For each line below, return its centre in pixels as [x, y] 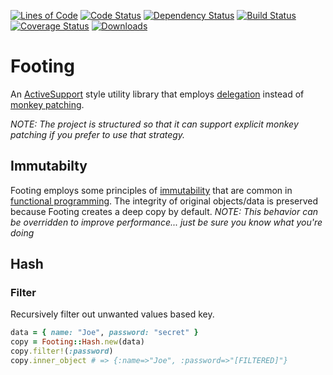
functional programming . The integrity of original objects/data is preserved [164, 201]
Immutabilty [49, 166]
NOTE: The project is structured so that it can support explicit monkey [154, 124]
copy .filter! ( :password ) [62, 351]
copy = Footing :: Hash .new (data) [77, 342]
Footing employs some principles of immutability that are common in [151, 190]
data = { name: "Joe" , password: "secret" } [104, 333]
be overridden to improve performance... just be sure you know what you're [166, 222]
